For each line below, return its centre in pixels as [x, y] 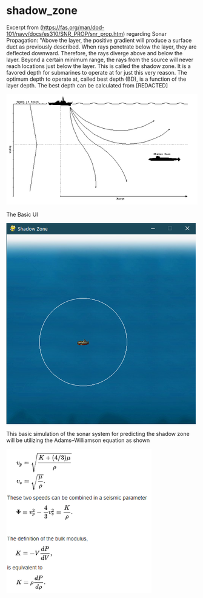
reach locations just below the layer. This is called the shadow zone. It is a [98, 66]
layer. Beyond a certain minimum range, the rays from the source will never [100, 59]
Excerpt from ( [24, 27]
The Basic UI [22, 214]
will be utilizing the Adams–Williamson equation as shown [78, 440]
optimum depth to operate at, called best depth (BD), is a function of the [96, 79]
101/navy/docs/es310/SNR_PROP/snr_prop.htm [65, 33]
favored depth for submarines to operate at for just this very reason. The [97, 72]
